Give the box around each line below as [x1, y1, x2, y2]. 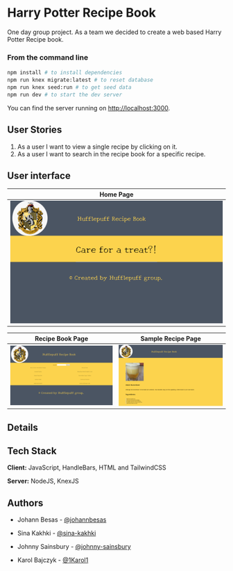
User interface [7, 169, 71, 181]
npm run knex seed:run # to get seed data [7, 83, 132, 91]
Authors [7, 497, 44, 508]
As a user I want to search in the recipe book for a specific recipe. [17, 149, 206, 158]
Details [7, 422, 38, 433]
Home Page [99, 190, 134, 199]
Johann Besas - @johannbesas [17, 515, 107, 524]
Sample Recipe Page [140, 334, 201, 342]
